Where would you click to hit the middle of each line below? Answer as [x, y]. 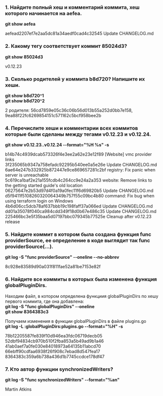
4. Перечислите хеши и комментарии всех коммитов [72, 128]
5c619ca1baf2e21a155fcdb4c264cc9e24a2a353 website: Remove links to [79, 180]
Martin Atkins [18, 389]
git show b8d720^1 [25, 95]
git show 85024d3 [24, 57]
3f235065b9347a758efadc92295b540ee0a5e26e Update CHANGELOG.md [81, 165]
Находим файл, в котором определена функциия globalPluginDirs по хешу [82, 296]
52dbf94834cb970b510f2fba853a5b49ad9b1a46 [54, 341]
